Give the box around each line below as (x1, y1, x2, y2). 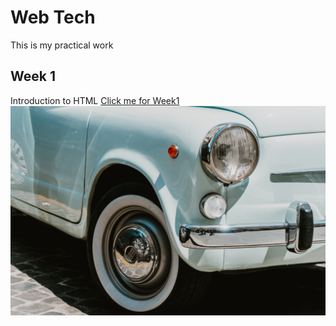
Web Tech (10, 6, 96, 29)
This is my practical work (10, 39, 114, 51)
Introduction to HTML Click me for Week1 (10, 94, 180, 106)
